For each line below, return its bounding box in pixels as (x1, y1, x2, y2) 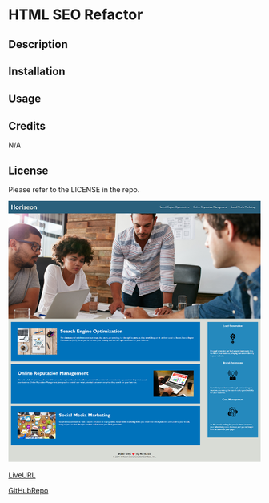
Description (8, 38, 68, 51)
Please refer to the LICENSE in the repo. (8, 184, 140, 194)
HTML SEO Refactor (8, 6, 143, 24)
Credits (8, 119, 46, 133)
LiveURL (8, 470, 36, 480)
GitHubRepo (8, 485, 49, 495)
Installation (8, 64, 66, 78)
